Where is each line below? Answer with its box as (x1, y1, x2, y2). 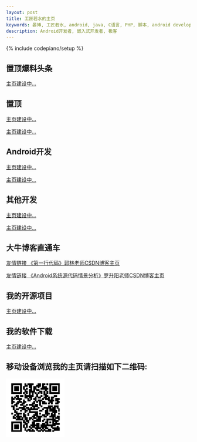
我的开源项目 (6, 291, 53, 301)
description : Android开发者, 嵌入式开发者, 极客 (6, 28, 117, 34)
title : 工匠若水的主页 (6, 15, 56, 22)
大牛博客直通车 (6, 242, 60, 252)
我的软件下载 (6, 326, 53, 336)
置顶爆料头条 (6, 63, 53, 73)
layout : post (6, 9, 38, 15)
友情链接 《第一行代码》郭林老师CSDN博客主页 (6, 259, 120, 266)
